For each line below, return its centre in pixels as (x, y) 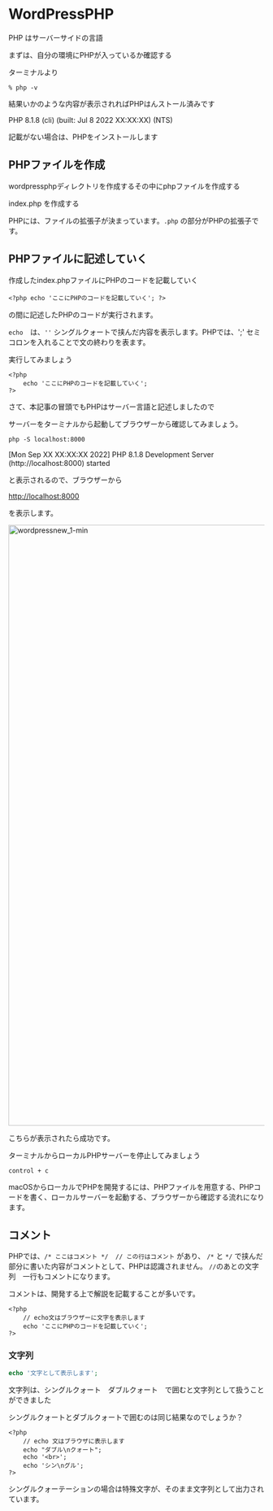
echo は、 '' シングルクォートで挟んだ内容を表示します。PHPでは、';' (127, 332)
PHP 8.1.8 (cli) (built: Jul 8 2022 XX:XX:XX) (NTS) (91, 120)
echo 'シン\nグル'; (53, 1465)
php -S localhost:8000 (47, 439)
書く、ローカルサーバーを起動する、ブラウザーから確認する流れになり (147, 1197)
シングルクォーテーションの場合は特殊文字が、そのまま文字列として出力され (136, 1488)
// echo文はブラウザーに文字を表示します (84, 1318)
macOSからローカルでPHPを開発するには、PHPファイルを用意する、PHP (131, 1187)
